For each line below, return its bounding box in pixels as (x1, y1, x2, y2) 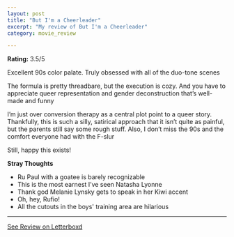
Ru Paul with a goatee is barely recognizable (17, 173, 145, 181)
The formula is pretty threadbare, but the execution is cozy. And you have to (7, 82, 226, 91)
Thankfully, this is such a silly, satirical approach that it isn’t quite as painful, (7, 118, 225, 126)
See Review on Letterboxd (7, 222, 83, 231)
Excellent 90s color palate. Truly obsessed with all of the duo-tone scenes (7, 68, 221, 77)
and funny (24, 97, 54, 105)
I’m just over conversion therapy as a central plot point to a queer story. (7, 110, 212, 118)
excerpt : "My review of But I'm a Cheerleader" (7, 23, 148, 30)
